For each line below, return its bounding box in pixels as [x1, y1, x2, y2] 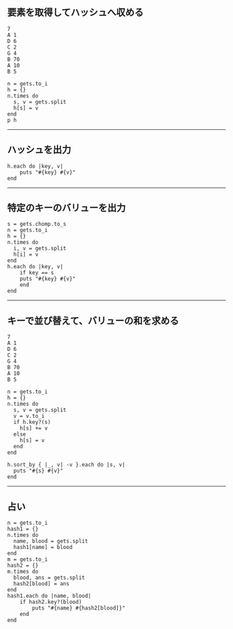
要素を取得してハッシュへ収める [7, 6, 144, 19]
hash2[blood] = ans [13, 580, 70, 587]
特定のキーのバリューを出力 [7, 202, 126, 214]
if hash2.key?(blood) [19, 598, 82, 606]
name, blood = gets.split [13, 538, 89, 545]
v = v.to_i [13, 413, 45, 420]
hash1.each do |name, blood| [7, 593, 92, 600]
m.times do [7, 569, 39, 575]
